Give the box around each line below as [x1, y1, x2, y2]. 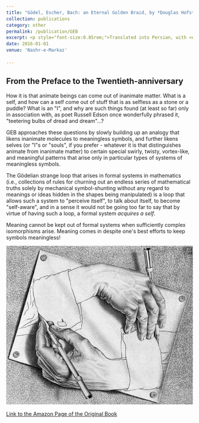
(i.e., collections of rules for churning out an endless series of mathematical [6, 178, 191, 185]
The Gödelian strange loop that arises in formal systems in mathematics [6, 172, 182, 179]
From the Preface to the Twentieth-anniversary [6, 76, 184, 86]
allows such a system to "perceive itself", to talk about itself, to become [6, 197, 181, 204]
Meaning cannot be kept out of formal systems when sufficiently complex [6, 221, 186, 228]
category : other [6, 22, 46, 28]
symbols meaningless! [6, 233, 61, 241]
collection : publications [6, 15, 70, 22]
